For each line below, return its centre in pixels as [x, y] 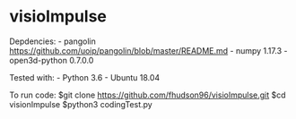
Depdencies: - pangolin [53, 41]
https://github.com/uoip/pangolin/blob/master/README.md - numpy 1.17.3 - [148, 50]
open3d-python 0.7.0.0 [52, 60]
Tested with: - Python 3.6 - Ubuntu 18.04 [85, 77]
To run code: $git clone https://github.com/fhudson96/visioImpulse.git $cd [148, 95]
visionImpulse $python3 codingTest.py [81, 104]
